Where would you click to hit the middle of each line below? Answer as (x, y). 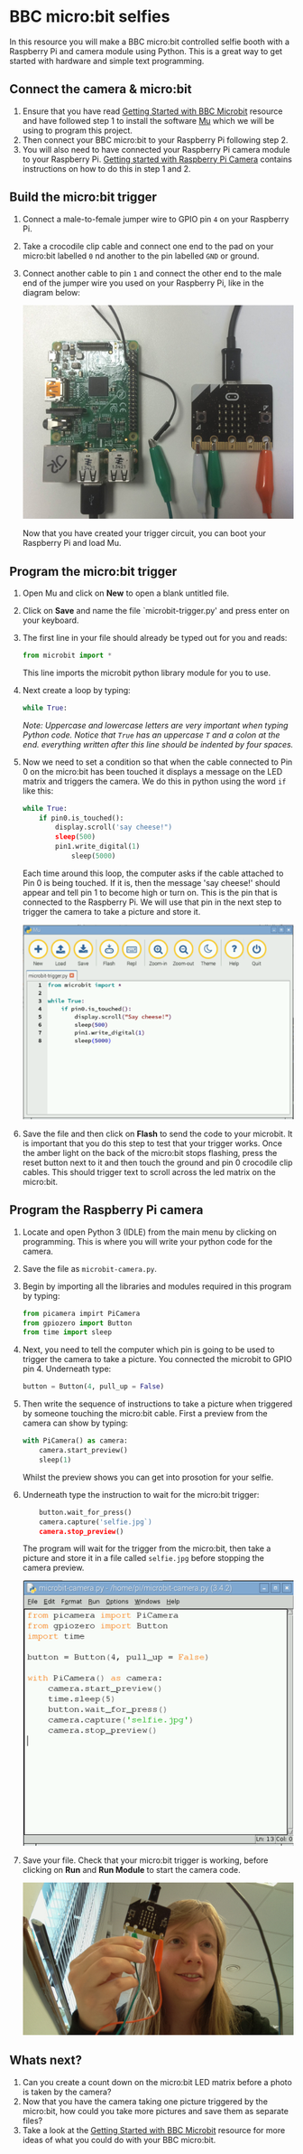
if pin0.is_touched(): (82, 818)
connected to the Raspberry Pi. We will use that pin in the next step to (152, 902)
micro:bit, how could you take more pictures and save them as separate (155, 2111)
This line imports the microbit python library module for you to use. (147, 673)
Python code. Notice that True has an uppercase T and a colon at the (151, 735)
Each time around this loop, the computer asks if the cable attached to (153, 873)
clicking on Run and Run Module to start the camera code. (131, 1870)
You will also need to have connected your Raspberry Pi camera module (156, 149)
